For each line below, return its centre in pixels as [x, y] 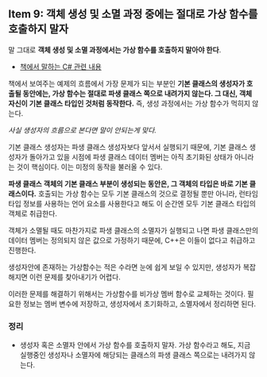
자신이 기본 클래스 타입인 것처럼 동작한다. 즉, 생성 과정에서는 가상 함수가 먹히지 [129, 103]
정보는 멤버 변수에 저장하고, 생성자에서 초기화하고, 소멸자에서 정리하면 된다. [139, 303]
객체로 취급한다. [33, 214]
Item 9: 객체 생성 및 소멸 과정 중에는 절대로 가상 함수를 [133, 14]
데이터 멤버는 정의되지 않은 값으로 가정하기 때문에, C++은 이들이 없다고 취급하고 [132, 240]
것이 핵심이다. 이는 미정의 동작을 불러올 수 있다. [89, 167]
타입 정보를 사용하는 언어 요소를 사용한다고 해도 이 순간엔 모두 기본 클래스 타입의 [132, 203]
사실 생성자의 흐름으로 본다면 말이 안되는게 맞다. [83, 130]
